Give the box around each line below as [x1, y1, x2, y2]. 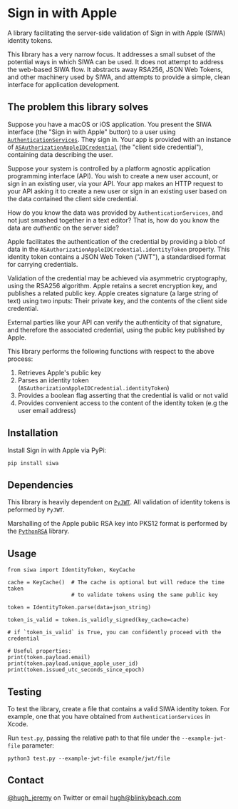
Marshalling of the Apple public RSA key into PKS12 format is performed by [7, 519, 228, 528]
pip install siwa [7, 459, 59, 467]
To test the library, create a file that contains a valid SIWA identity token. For [7, 705, 230, 713]
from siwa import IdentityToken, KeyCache [7, 566, 135, 574]
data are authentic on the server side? [7, 223, 120, 232]
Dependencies [7, 479, 73, 491]
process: [7, 355, 33, 363]
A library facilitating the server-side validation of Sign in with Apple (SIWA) [7, 29, 226, 37]
